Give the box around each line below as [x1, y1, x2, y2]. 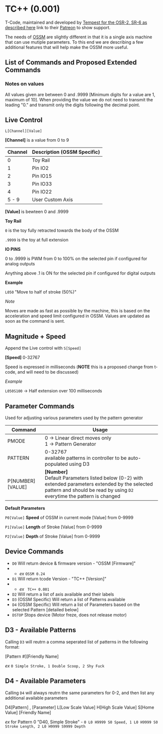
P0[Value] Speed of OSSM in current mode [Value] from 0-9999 [5, 515, 133, 521]
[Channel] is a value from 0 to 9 [5, 137, 69, 143]
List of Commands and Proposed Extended [5, 58, 137, 66]
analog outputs [5, 261, 35, 267]
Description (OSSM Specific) [32, 149, 100, 156]
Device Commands [5, 547, 64, 556]
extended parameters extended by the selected [45, 481, 153, 488]
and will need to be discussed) [17, 369, 79, 375]
